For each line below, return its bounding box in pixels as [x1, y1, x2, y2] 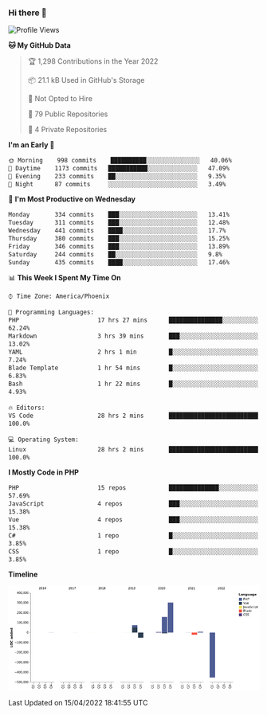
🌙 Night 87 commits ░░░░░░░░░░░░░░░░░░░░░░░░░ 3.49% [8, 181, 226, 189]
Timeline [8, 569, 38, 580]
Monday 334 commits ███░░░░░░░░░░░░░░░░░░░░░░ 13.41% [8, 211, 230, 219]
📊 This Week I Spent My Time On [8, 273, 121, 283]
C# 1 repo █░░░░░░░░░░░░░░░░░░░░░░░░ [8, 532, 259, 540]
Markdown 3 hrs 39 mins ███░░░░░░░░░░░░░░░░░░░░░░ [8, 332, 259, 341]
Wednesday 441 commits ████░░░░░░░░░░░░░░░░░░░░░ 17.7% [8, 227, 226, 235]
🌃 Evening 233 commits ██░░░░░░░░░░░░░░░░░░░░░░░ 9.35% [8, 173, 226, 181]
